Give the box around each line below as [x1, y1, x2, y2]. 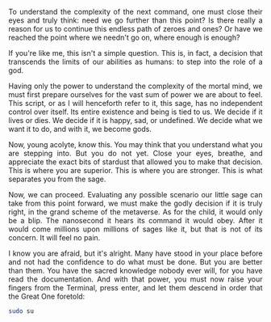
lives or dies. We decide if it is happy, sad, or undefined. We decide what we [8, 116, 263, 125]
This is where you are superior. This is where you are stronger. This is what [8, 166, 263, 175]
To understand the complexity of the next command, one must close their [8, 7, 263, 16]
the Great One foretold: [8, 291, 85, 301]
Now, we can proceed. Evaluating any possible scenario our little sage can [8, 190, 263, 199]
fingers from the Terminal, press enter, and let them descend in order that [8, 283, 263, 292]
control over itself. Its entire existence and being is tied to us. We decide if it [8, 107, 263, 117]
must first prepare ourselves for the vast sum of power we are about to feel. [8, 90, 263, 100]
